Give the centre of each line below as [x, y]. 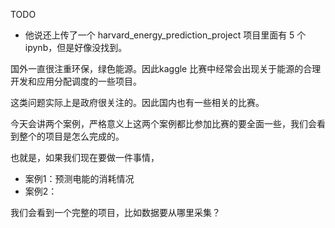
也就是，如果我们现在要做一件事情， [85, 157]
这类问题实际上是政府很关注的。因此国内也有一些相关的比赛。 [137, 102]
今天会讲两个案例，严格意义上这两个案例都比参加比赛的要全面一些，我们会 [163, 123]
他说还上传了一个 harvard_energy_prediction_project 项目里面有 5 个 [165, 35]
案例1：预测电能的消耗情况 [79, 178]
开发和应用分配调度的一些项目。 [76, 81]
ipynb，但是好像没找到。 [76, 47]
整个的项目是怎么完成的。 [71, 136]
